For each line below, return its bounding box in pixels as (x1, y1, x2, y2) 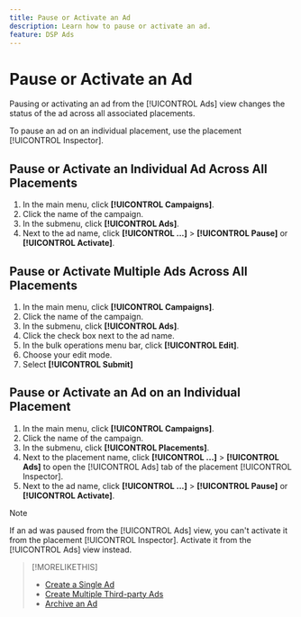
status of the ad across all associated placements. (9, 108, 196, 119)
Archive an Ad (44, 598, 97, 609)
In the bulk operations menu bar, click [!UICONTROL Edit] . (22, 340, 240, 350)
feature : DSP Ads (9, 30, 75, 39)
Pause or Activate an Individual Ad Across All (9, 161, 268, 177)
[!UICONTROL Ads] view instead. (9, 544, 132, 555)
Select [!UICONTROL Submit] (22, 358, 133, 369)
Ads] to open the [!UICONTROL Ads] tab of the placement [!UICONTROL (22, 461, 293, 472)
